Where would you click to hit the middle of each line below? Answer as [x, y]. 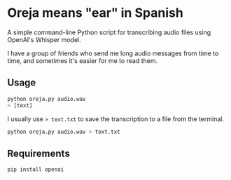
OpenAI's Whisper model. [44, 39]
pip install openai [36, 169]
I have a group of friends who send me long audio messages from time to [113, 53]
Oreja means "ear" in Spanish [95, 13]
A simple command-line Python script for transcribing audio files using [109, 32]
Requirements [38, 153]
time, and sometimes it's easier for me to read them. [83, 60]
